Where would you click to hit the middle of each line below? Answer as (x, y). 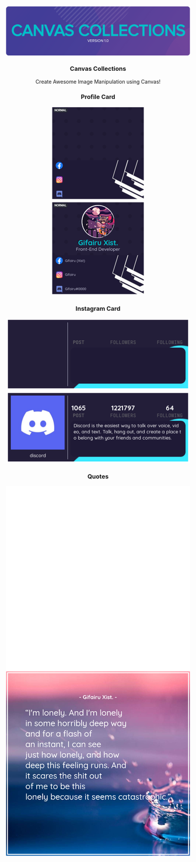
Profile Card (98, 97)
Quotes (98, 476)
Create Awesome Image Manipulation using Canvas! (98, 81)
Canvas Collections (98, 69)
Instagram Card (98, 308)
